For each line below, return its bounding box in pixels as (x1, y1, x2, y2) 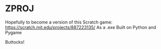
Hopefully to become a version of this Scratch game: (5, 19, 113, 25)
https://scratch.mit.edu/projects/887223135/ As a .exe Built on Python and (5, 24, 157, 30)
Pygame (5, 29, 22, 35)
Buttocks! (5, 39, 25, 45)
